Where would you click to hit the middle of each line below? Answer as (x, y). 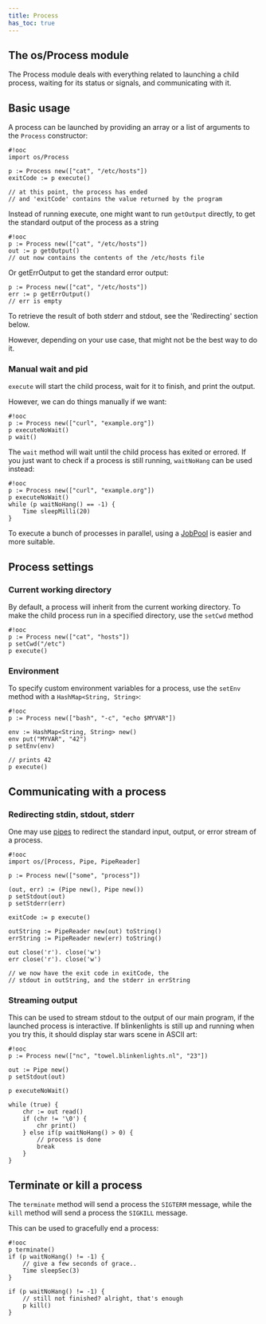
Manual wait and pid (48, 369)
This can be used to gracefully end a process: (84, 1228)
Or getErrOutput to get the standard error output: (88, 273)
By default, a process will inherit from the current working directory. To (125, 607)
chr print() (57, 1126)
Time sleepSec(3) (51, 1271)
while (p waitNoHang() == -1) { (62, 505)
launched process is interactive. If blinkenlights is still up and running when (131, 1026)
